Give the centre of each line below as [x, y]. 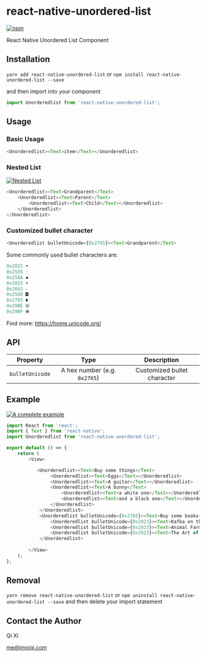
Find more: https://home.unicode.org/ [54, 323]
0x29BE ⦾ [18, 306]
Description [162, 359]
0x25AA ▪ [17, 277]
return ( [29, 454]
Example [23, 400]
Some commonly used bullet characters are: [62, 255]
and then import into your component [54, 91]
